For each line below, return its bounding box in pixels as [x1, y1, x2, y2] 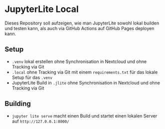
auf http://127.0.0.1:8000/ [11, 118, 69, 124]
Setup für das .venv [11, 74, 53, 80]
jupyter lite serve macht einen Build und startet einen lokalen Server [11, 112, 158, 118]
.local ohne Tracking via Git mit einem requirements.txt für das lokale [11, 69, 158, 75]
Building [4, 99, 31, 108]
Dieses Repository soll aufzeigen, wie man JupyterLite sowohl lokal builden [4, 20, 160, 26]
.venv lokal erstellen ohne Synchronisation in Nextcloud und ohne [11, 58, 147, 64]
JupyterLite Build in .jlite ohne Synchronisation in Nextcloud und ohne [11, 79, 161, 85]
